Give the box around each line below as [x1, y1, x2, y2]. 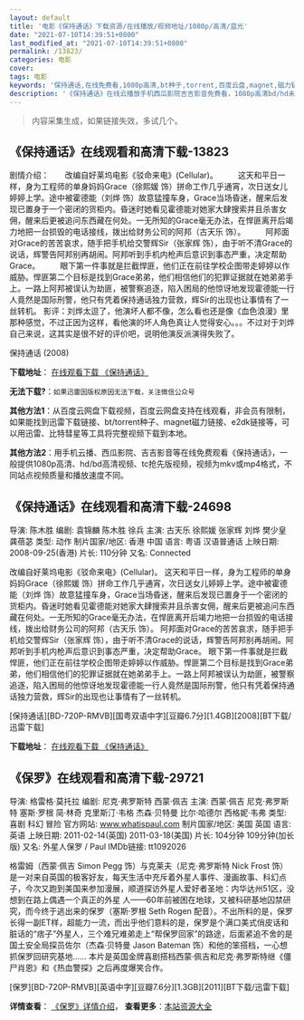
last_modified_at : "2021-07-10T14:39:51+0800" [9, 38, 188, 48]
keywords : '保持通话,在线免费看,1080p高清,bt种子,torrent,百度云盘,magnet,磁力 [9, 81, 291, 90]
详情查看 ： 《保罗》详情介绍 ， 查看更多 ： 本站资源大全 [9, 1000, 213, 1011]
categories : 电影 [9, 55, 72, 64]
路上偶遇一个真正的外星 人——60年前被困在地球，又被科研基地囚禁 [33, 894, 283, 905]
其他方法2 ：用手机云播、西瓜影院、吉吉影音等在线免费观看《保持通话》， [9, 447, 280, 458]
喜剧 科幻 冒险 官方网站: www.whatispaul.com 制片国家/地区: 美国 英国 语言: [9, 818, 291, 829]
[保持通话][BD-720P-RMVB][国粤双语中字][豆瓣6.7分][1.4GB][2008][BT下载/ [9, 710, 291, 721]
